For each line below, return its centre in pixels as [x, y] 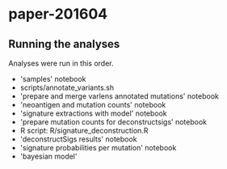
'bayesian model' [48, 156]
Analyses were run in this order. [61, 63]
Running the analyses [64, 44]
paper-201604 [58, 14]
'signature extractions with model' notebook [93, 113]
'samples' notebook [53, 79]
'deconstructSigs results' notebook [78, 139]
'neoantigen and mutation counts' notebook [93, 105]
